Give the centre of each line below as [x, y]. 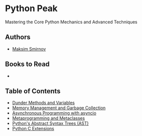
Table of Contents [33, 91]
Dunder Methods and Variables [43, 103]
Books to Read [27, 64]
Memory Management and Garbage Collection [59, 108]
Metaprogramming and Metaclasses [49, 118]
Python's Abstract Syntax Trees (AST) [50, 123]
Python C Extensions [33, 129]
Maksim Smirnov [29, 49]
